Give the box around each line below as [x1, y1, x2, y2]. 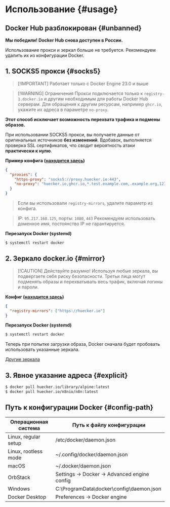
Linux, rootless [8, 448, 43, 455]
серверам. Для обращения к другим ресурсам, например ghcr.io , [17, 101, 163, 107]
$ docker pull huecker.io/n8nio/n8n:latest [5, 389, 99, 394]
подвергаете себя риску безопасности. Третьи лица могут [17, 273, 146, 279]
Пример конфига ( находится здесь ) [5, 157, 85, 163]
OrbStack [8, 474, 30, 481]
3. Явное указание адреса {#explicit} [5, 371, 128, 380]
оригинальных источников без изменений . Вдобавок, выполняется [5, 137, 152, 143]
